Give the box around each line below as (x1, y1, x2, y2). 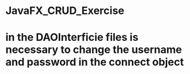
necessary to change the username (5, 43, 182, 57)
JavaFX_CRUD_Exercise (5, 4, 124, 17)
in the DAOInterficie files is (5, 31, 139, 44)
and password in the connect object (5, 55, 184, 69)
